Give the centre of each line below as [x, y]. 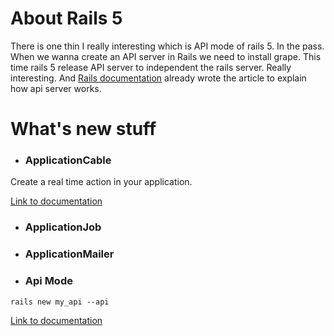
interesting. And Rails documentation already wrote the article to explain [158, 78]
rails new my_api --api [60, 302]
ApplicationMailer [69, 254]
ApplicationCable [68, 160]
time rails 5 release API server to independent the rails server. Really [151, 67]
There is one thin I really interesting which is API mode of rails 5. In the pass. [167, 46]
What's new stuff [83, 129]
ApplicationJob [63, 227]
